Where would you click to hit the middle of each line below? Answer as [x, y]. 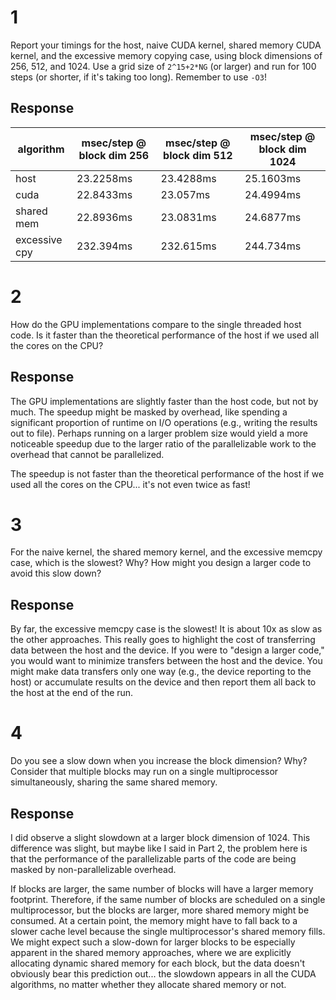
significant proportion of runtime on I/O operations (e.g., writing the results [164, 422]
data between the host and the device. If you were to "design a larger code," [167, 650]
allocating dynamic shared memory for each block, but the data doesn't [158, 963]
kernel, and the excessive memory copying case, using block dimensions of [166, 55]
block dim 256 [114, 155]
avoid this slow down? [56, 573]
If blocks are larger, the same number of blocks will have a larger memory [162, 889]
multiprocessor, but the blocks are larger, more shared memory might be [160, 910]
